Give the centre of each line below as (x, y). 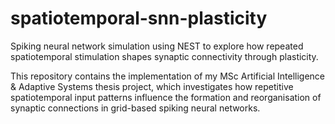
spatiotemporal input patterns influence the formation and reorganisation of (166, 97)
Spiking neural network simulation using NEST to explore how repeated (157, 46)
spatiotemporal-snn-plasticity (139, 18)
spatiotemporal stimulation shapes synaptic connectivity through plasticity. (164, 56)
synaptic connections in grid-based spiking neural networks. (135, 108)
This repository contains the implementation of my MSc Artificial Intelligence (167, 76)
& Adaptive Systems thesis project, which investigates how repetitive (152, 86)
